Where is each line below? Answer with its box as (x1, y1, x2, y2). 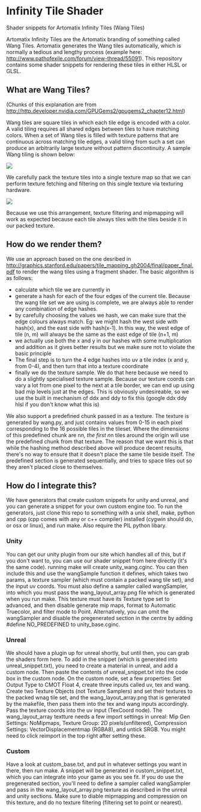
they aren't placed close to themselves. (6, 463, 104, 470)
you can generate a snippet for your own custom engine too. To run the (6, 503, 183, 510)
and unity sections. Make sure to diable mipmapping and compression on (6, 793, 188, 800)
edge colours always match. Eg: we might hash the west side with (14, 318, 178, 325)
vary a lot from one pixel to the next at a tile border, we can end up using (14, 381, 195, 389)
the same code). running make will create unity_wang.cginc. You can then (6, 563, 188, 570)
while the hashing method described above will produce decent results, (6, 444, 183, 451)
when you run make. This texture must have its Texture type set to (6, 595, 170, 602)
